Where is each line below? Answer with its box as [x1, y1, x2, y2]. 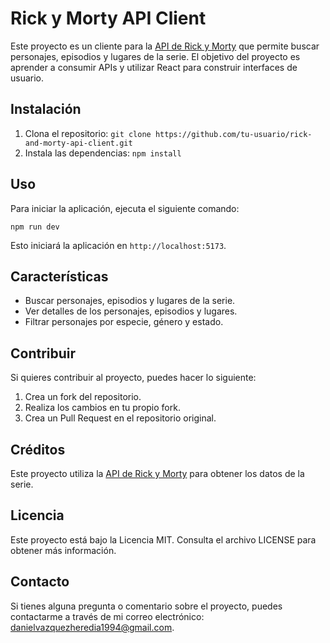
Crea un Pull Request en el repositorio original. [24, 412, 217, 424]
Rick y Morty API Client [10, 7, 207, 30]
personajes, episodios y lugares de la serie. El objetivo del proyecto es [10, 50, 301, 62]
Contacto [10, 573, 70, 591]
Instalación [10, 101, 82, 118]
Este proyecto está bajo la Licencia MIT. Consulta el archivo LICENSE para [10, 533, 317, 546]
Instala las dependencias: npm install [24, 147, 182, 159]
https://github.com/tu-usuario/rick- [154, 129, 313, 139]
